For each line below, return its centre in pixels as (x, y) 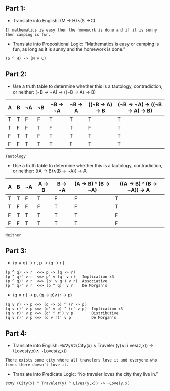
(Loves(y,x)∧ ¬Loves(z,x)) (40, 351)
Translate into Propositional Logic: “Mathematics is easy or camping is (86, 44)
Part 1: (15, 8)
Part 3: (16, 251)
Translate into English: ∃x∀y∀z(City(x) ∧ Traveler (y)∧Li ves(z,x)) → (83, 346)
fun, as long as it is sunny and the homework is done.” (69, 49)
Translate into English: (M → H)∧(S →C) (54, 20)
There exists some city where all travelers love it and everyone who (81, 360)
